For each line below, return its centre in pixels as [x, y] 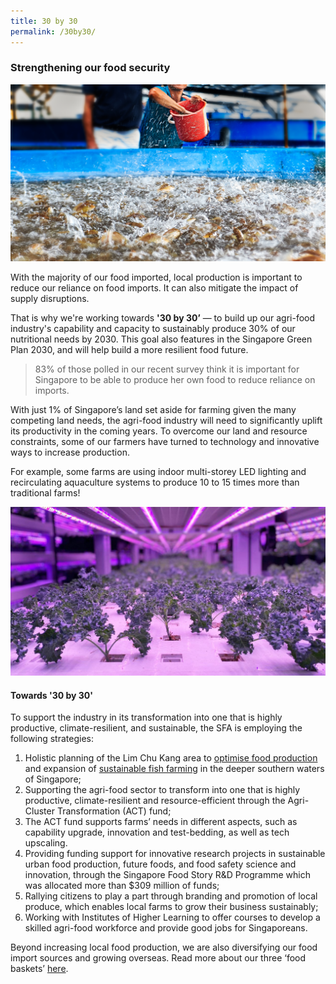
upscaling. [46, 843]
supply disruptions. [50, 299]
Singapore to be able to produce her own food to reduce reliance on [175, 380]
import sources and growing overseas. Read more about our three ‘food [158, 958]
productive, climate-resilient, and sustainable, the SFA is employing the [156, 728]
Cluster [39, 811]
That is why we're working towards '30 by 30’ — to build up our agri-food [163, 318]
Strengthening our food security [90, 68]
